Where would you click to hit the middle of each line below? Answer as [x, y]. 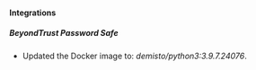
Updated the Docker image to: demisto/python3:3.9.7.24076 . [134, 56]
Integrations [33, 13]
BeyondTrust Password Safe [64, 33]
